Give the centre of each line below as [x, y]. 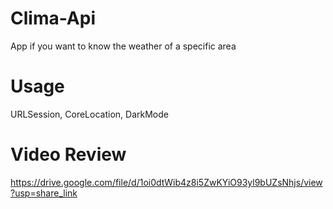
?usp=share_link [44, 193]
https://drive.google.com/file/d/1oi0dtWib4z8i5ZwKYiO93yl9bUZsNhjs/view [166, 182]
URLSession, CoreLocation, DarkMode [89, 114]
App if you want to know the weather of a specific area [123, 46]
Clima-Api [53, 18]
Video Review [68, 154]
